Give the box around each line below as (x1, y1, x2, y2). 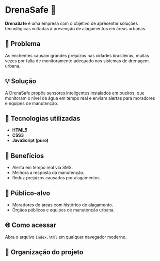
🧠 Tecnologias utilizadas (5, 114, 80, 122)
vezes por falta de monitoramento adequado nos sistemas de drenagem (5, 58, 149, 64)
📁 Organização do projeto (5, 248, 83, 257)
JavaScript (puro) (12, 138, 48, 143)
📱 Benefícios (5, 152, 44, 160)
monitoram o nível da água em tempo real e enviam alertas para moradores (5, 95, 155, 101)
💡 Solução (5, 77, 36, 86)
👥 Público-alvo (5, 189, 50, 197)
